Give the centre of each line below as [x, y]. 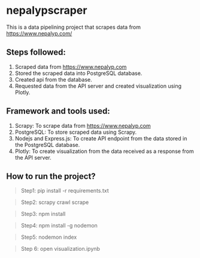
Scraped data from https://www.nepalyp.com [71, 67]
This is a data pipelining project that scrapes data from [74, 27]
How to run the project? [51, 176]
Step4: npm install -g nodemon [59, 226]
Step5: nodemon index [49, 237]
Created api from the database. [53, 79]
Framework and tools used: [58, 111]
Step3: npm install [43, 214]
